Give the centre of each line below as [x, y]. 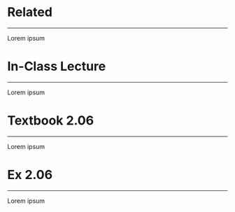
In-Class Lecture [57, 66]
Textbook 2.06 [51, 121]
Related [30, 12]
